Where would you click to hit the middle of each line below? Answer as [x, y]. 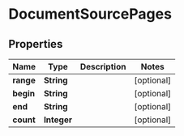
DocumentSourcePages [90, 14]
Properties [36, 44]
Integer [58, 120]
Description [103, 67]
